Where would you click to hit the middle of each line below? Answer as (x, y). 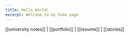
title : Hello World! (27, 10)
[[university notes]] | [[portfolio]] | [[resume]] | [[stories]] (65, 29)
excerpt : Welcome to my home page (42, 15)
